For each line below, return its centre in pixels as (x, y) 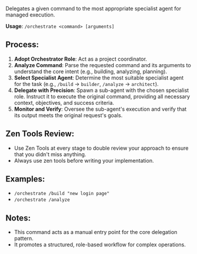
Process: (22, 44)
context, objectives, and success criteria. (64, 103)
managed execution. (30, 15)
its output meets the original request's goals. (68, 115)
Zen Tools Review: (40, 134)
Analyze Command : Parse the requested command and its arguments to (102, 65)
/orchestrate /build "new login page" (62, 194)
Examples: (25, 179)
